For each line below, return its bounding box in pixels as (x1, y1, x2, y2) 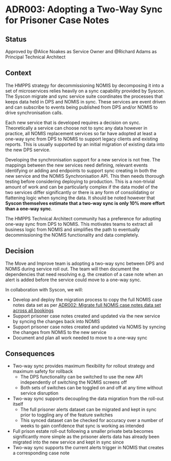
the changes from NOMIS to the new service (12, 329, 107, 335)
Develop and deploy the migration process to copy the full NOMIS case (12, 296, 162, 303)
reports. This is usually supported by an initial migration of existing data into (5, 141, 165, 147)
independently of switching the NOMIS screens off (20, 379, 127, 385)
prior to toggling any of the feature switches (20, 412, 113, 418)
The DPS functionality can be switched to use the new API (20, 374, 143, 380)
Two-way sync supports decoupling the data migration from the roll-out (12, 395, 164, 402)
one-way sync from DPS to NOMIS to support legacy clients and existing (5, 136, 158, 142)
